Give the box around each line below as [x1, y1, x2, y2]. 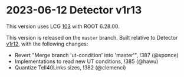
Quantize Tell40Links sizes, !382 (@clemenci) [14, 64, 126, 71]
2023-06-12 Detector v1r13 [6, 3, 142, 17]
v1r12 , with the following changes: [6, 40, 88, 47]
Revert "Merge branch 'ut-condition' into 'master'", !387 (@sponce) [14, 51, 179, 58]
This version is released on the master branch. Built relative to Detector [6, 34, 178, 41]
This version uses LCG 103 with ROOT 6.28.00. [6, 23, 120, 30]
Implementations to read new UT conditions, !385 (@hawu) [14, 58, 159, 65]
